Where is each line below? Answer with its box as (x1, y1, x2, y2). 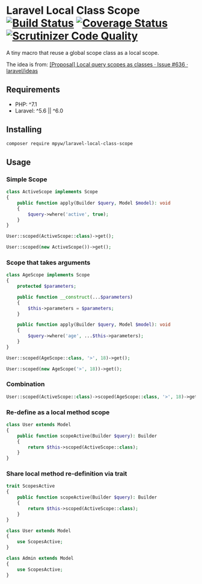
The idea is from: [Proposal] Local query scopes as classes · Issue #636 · (6, 61, 188, 68)
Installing (6, 125, 42, 135)
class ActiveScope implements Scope (6, 189, 98, 195)
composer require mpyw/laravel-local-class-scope (6, 140, 133, 146)
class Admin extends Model (6, 555, 74, 562)
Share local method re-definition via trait (6, 470, 127, 478)
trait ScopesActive (6, 483, 55, 489)
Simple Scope (6, 175, 47, 184)
